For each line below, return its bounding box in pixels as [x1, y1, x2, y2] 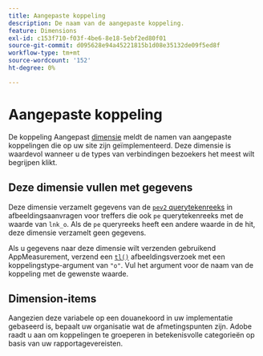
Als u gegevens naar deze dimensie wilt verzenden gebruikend [8, 243, 216, 253]
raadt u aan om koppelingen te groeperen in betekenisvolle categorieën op [8, 330, 255, 340]
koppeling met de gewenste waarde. [8, 269, 129, 278]
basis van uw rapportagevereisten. [8, 338, 123, 349]
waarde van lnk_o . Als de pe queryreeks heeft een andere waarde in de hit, [8, 219, 256, 229]
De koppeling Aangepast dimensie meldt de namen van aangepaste [8, 131, 233, 141]
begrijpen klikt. [8, 157, 58, 167]
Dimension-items [8, 292, 97, 305]
